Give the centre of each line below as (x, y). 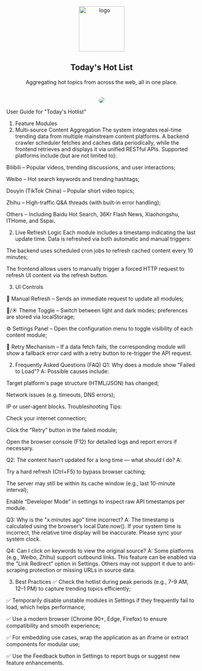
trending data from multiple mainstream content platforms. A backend (102, 136)
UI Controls (29, 286)
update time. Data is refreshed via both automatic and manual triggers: (103, 239)
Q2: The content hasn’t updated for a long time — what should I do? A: (94, 460)
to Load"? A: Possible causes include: (62, 371)
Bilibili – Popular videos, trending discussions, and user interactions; (91, 167)
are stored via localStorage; (41, 317)
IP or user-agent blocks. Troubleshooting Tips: (64, 406)
